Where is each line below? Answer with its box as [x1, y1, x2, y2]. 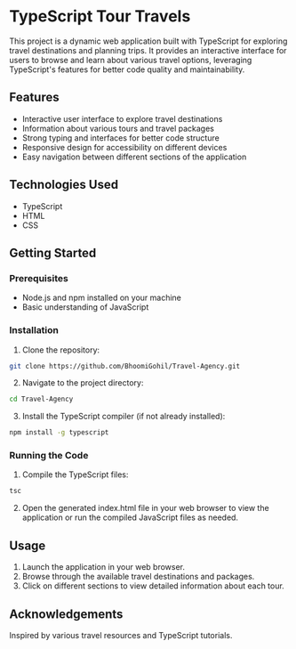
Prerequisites [9, 272, 68, 284]
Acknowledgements [9, 606, 124, 621]
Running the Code [9, 450, 89, 462]
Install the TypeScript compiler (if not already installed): [21, 411, 226, 422]
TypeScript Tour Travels [9, 6, 191, 27]
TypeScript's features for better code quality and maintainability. [9, 64, 245, 75]
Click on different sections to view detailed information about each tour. [21, 580, 284, 591]
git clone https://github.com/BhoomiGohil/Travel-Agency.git [9, 361, 241, 370]
